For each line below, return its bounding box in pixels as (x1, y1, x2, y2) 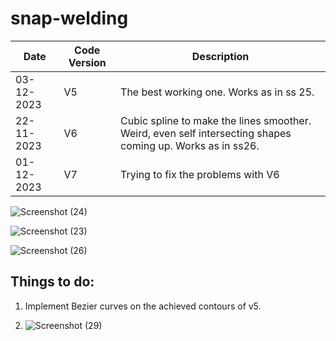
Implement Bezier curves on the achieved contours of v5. (24, 300, 262, 312)
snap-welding (10, 7, 129, 30)
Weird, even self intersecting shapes (120, 126, 292, 140)
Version (68, 55, 107, 69)
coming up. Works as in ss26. (120, 138, 260, 152)
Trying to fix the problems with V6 (120, 167, 280, 181)
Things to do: (10, 273, 95, 291)
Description (191, 49, 250, 63)
